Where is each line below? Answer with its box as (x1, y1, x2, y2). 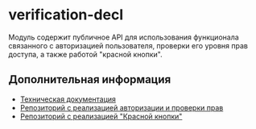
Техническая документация (19, 94, 117, 104)
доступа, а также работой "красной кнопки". (8, 49, 163, 59)
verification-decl (8, 6, 123, 24)
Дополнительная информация (8, 73, 171, 86)
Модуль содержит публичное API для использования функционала (8, 32, 239, 42)
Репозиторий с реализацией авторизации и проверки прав (19, 102, 224, 112)
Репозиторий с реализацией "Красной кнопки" (19, 111, 183, 121)
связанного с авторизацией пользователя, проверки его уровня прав (8, 40, 248, 50)
